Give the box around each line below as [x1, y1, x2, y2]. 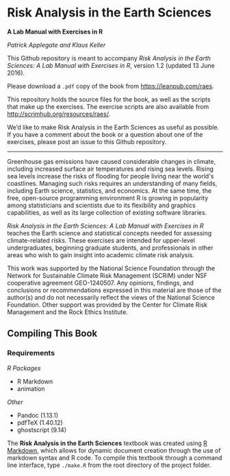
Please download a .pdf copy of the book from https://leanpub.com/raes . [7, 82, 214, 90]
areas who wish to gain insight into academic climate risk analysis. [7, 250, 194, 259]
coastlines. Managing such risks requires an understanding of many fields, [7, 179, 218, 187]
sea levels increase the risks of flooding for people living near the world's [7, 171, 214, 180]
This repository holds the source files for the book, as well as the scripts [7, 95, 211, 104]
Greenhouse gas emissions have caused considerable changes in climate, [7, 157, 216, 165]
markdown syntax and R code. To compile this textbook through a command [7, 453, 222, 462]
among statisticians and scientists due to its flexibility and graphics [7, 201, 196, 209]
